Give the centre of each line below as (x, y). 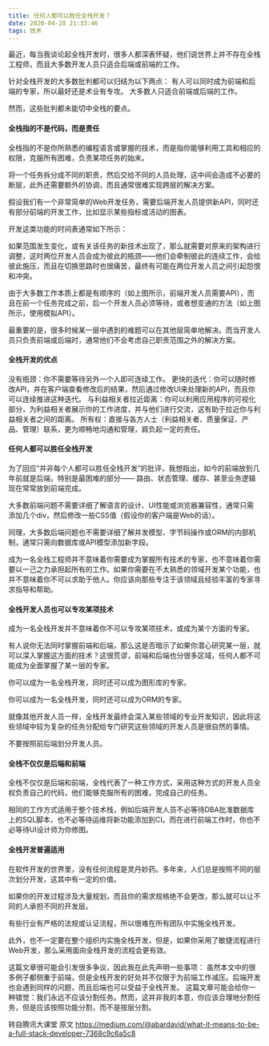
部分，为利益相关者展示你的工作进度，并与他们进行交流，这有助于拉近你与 (131, 408)
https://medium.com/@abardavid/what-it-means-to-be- (167, 1024)
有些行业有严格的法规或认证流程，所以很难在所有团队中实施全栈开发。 (124, 923)
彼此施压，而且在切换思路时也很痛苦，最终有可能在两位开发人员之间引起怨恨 (134, 266)
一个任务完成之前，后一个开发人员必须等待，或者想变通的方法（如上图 (145, 303)
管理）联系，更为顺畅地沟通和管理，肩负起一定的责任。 (113, 428)
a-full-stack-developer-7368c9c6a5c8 (72, 1033)
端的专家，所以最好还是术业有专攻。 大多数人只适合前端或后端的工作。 (125, 91)
